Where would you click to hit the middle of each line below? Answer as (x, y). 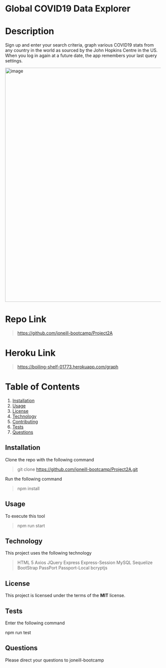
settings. (14, 61)
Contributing (25, 421)
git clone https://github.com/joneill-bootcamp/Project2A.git (78, 469)
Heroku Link (30, 353)
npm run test (18, 633)
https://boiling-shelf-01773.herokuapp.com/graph (68, 367)
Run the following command (34, 479)
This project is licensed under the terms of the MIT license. (65, 596)
